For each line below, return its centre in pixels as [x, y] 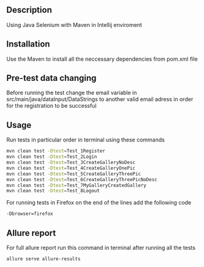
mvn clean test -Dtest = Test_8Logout [53, 191]
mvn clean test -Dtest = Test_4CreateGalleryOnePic [71, 168]
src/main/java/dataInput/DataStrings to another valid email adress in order [100, 99]
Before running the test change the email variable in [72, 93]
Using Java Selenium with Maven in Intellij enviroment [74, 24]
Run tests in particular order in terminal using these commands [86, 140]
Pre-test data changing [51, 78]
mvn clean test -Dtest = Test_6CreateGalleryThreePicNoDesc [82, 179]
